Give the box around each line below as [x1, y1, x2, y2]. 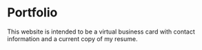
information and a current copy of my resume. [7, 34, 138, 42]
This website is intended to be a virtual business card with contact [7, 27, 195, 36]
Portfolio [7, 5, 58, 21]
